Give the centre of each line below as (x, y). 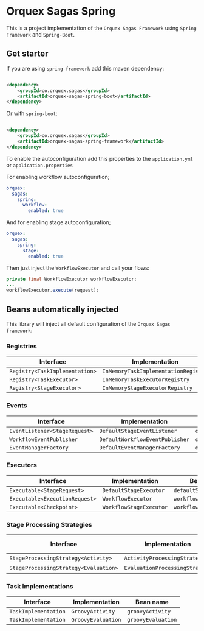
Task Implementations (40, 587)
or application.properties (40, 165)
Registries (22, 346)
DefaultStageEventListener (138, 431)
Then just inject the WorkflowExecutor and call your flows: (78, 268)
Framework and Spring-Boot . (40, 34)
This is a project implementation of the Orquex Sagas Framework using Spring (101, 28)
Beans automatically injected (63, 309)
